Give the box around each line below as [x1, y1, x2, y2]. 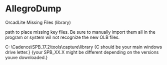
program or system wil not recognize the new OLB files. [5, 34, 120, 40]
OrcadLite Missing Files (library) [5, 19, 71, 25]
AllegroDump [5, 3, 61, 14]
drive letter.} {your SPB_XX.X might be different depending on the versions [5, 49, 159, 55]
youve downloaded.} [5, 54, 48, 60]
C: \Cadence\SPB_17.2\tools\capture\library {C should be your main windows [5, 44, 162, 50]
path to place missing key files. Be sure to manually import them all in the [5, 29, 156, 35]
